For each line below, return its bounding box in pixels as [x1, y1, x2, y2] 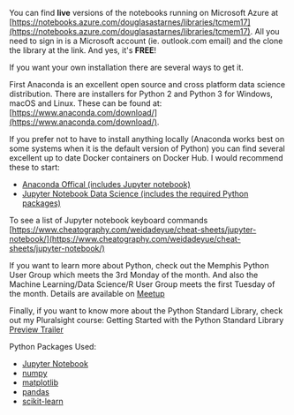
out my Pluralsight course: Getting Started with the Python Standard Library [9, 315, 284, 325]
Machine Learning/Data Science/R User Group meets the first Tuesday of [9, 279, 275, 290]
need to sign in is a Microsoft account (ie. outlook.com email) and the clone [9, 35, 283, 46]
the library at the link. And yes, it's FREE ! [9, 45, 157, 56]
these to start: [9, 162, 60, 172]
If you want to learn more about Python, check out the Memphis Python [9, 260, 269, 270]
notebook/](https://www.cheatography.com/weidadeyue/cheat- [9, 234, 241, 244]
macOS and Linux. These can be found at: [9, 98, 162, 109]
